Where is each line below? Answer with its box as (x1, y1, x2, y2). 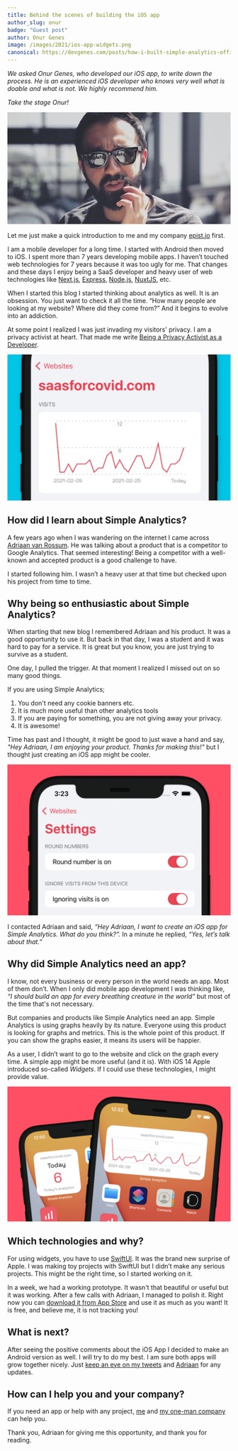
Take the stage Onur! (7, 98, 69, 106)
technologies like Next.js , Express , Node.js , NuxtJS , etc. (7, 275, 171, 283)
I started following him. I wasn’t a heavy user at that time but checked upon (7, 569, 227, 578)
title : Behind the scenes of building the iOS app (7, 11, 160, 18)
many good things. (7, 672, 62, 680)
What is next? (7, 1326, 69, 1338)
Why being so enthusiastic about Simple (7, 597, 190, 610)
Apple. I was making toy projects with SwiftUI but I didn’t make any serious (7, 1261, 225, 1270)
